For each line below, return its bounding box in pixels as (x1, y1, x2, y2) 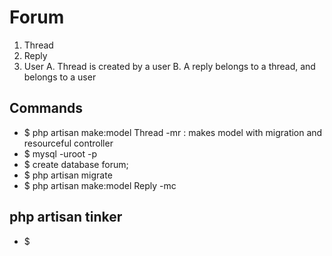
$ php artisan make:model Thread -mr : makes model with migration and (23, 126, 323, 138)
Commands (9, 100, 84, 117)
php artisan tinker (9, 209, 123, 226)
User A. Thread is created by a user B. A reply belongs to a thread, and (23, 60, 316, 72)
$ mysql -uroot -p (23, 147, 98, 160)
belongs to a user (23, 71, 97, 83)
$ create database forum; (23, 158, 129, 170)
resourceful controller (23, 137, 114, 149)
